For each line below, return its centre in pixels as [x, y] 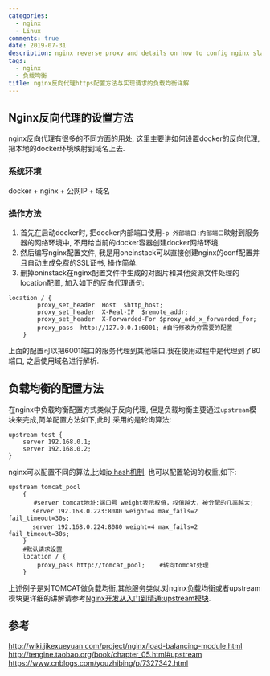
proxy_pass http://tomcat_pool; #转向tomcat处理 [123, 565]
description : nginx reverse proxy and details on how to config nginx [129, 53]
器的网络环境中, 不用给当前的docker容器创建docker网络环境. [120, 242]
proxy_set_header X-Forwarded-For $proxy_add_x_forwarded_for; [147, 319]
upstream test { [35, 435]
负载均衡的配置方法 [56, 388]
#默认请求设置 [43, 549]
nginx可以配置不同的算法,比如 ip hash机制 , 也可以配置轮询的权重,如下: [123, 472]
